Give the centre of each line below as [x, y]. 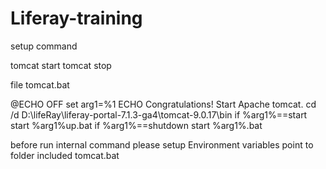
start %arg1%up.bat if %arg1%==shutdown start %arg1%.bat [136, 125]
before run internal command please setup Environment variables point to [162, 144]
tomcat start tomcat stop [61, 65]
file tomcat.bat [40, 84]
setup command [44, 46]
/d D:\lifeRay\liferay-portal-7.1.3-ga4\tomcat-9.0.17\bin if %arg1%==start [159, 114]
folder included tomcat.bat [65, 155]
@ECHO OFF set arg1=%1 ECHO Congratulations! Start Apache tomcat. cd [163, 104]
